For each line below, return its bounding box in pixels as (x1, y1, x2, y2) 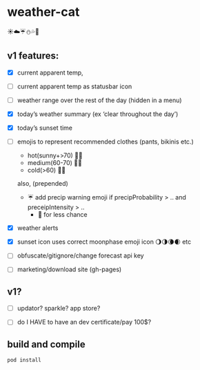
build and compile (7, 338, 86, 350)
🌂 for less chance (37, 211, 88, 219)
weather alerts (17, 224, 59, 232)
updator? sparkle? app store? (17, 304, 101, 313)
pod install (7, 357, 41, 364)
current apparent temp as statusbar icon (17, 82, 132, 90)
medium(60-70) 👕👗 (27, 159, 83, 167)
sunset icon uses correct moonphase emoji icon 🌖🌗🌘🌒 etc (17, 237, 192, 246)
